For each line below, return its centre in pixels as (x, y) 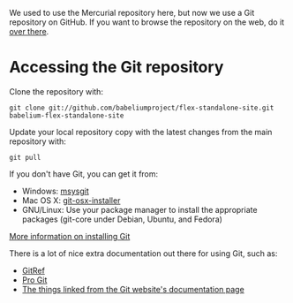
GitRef (34, 270)
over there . (29, 31)
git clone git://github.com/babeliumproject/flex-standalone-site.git (142, 108)
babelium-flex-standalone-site (67, 115)
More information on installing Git (70, 236)
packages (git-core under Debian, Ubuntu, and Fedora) (122, 219)
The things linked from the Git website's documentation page (133, 289)
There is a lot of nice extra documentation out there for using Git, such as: (143, 253)
